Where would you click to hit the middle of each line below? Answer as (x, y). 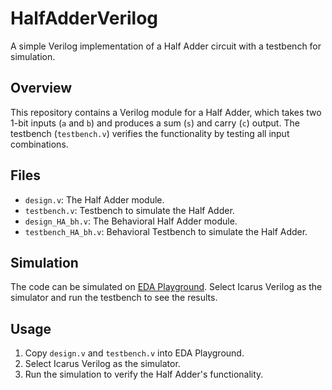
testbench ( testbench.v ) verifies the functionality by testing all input (150, 133)
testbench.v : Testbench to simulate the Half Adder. (129, 210)
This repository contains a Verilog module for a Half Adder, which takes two (166, 112)
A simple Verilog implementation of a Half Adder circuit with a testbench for (166, 46)
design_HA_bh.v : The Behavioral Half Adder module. (131, 221)
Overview (41, 88)
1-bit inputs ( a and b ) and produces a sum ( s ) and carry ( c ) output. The (155, 123)
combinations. (39, 144)
